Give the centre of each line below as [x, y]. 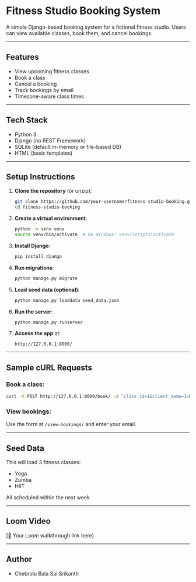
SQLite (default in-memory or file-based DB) [68, 147]
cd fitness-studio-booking [47, 207]
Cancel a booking [36, 84]
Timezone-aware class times [49, 96]
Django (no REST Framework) [50, 140]
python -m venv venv [39, 229]
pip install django [38, 256]
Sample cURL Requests [49, 367]
